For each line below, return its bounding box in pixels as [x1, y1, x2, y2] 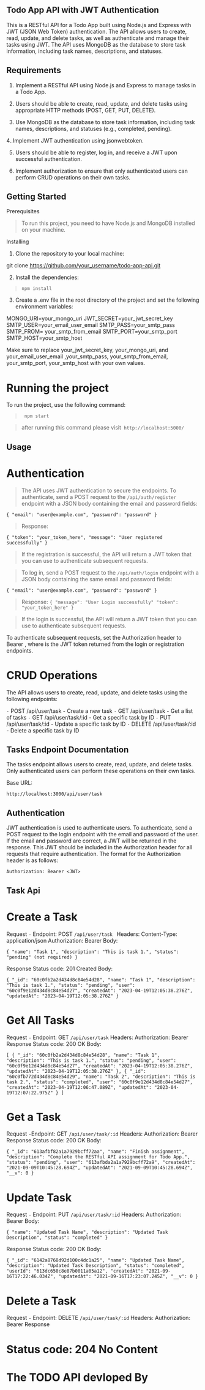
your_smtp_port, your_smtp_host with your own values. [6, 359, 146, 367]
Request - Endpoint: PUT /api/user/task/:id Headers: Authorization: [6, 1211, 182, 1219]
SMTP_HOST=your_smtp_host [6, 334, 83, 342]
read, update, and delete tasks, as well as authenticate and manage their [6, 34, 190, 42]
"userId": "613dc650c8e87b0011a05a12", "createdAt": [6, 1268, 144, 1274]
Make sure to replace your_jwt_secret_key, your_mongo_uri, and [6, 347, 168, 354]
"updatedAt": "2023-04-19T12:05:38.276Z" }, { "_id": [6, 1068, 147, 1074]
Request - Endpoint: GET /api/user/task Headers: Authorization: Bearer [6, 1034, 188, 1041]
